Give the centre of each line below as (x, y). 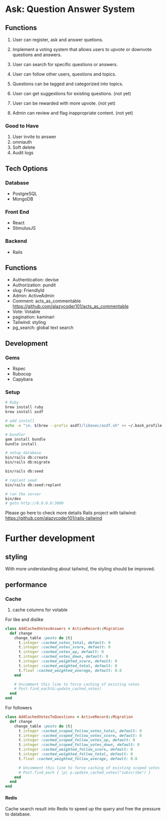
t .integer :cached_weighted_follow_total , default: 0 (76, 754)
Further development (50, 538)
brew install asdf (24, 412)
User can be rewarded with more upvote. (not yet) (64, 103)
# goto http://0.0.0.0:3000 (34, 503)
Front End (17, 212)
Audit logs (23, 153)
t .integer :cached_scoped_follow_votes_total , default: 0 (80, 731)
